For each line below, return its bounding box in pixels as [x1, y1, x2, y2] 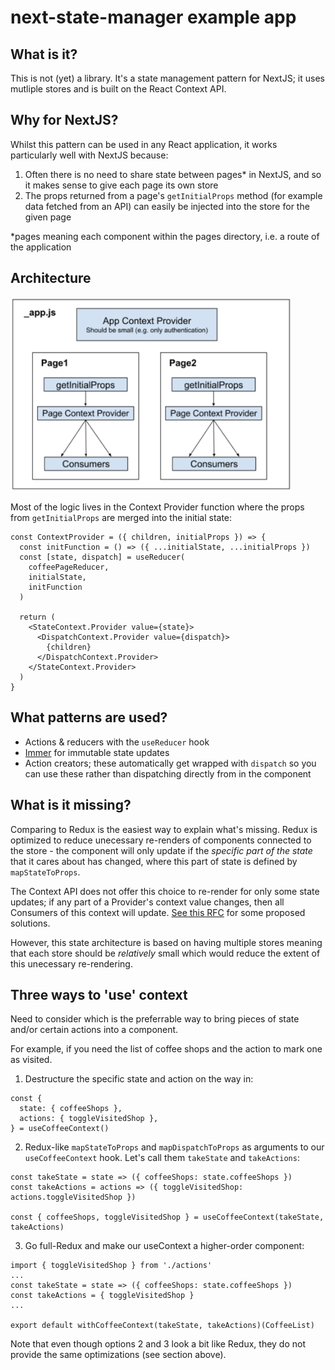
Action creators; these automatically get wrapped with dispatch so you [24, 757, 317, 769]
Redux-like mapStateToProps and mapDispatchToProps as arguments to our [24, 1141, 325, 1153]
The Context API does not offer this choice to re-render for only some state [10, 885, 320, 897]
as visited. [10, 1054, 53, 1066]
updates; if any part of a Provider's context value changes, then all [10, 896, 285, 908]
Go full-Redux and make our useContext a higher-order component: [24, 1240, 305, 1252]
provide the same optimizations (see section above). [10, 1349, 227, 1361]
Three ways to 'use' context [10, 986, 188, 1003]
